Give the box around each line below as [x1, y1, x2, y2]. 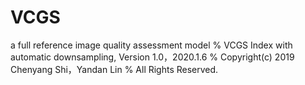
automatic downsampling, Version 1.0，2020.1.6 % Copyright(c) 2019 [10, 51, 295, 63]
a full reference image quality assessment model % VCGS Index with [10, 39, 293, 51]
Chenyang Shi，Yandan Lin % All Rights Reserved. [10, 63, 219, 75]
